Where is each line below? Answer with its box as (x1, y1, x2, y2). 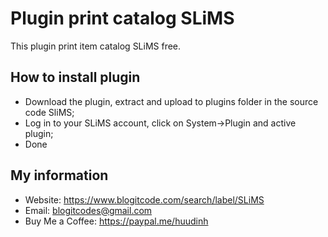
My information (10, 167, 109, 184)
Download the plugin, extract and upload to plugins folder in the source (24, 95, 319, 107)
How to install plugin (10, 69, 141, 86)
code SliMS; (24, 106, 75, 118)
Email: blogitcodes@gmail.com (24, 204, 153, 216)
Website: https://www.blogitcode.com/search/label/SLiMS (24, 193, 265, 206)
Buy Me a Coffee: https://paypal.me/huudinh (24, 215, 209, 227)
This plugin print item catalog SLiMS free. (10, 40, 182, 52)
